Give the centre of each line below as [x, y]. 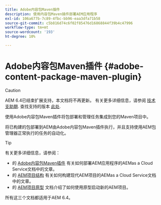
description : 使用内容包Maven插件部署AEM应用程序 [51, 14]
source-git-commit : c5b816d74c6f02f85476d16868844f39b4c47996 [69, 23]
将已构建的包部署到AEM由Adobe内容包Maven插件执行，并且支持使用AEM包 [80, 127]
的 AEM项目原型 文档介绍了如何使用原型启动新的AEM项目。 [71, 187]
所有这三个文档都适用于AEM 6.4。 [39, 197]
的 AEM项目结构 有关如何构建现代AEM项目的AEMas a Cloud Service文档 [84, 175]
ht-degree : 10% [20, 37]
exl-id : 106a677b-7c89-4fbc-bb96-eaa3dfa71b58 [53, 18]
